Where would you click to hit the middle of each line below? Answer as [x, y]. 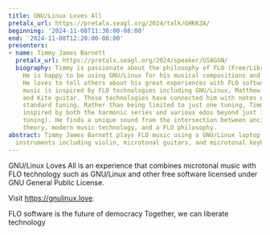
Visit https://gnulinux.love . [51, 198]
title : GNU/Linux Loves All [55, 16]
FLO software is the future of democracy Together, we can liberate [119, 213]
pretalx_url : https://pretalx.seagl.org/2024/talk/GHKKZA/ [109, 23]
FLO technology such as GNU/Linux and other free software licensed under [133, 174]
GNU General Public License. [56, 182]
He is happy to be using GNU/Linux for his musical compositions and [142, 75]
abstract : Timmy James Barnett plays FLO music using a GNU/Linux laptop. [136, 135]
